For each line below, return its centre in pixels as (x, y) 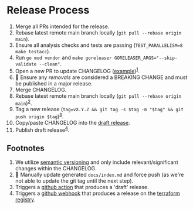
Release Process (48, 10)
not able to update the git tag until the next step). (74, 181)
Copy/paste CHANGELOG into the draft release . (73, 122)
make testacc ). (33, 51)
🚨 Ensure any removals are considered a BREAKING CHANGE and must (101, 77)
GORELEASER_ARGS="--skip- (146, 58)
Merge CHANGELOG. (41, 90)
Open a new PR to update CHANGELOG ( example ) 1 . (77, 70)
